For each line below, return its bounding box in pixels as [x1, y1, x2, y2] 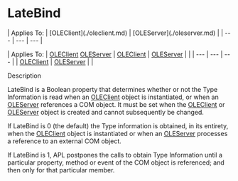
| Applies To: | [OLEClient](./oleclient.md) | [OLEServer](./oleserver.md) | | [7, 29, 224, 37]
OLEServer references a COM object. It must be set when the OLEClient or [7, 100, 225, 108]
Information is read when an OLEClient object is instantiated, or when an [7, 93, 219, 101]
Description [7, 71, 41, 80]
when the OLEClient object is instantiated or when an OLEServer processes [7, 129, 228, 138]
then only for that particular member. [7, 165, 115, 174]
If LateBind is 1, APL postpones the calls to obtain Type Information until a [7, 150, 222, 159]
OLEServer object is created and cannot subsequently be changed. [7, 108, 205, 116]
